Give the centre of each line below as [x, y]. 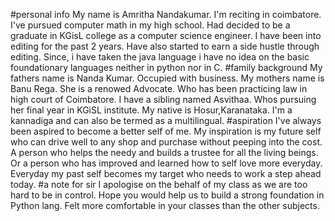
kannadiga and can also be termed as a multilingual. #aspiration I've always [166, 120]
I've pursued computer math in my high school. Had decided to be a [150, 25]
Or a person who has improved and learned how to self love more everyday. [166, 163]
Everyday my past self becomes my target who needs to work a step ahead [166, 173]
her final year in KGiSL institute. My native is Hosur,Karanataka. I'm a [151, 110]
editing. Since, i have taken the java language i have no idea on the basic [160, 57]
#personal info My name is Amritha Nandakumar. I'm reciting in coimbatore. [166, 14]
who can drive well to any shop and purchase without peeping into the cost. [166, 142]
